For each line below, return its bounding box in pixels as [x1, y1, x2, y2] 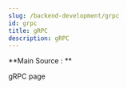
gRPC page [8, 71, 46, 81]
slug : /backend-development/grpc [8, 11, 120, 20]
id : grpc [8, 19, 38, 27]
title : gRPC [8, 26, 48, 34]
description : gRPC [8, 34, 69, 42]
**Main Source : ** [8, 56, 72, 66]
